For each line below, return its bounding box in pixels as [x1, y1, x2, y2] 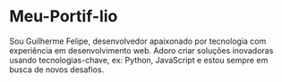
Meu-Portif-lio [9, 6, 118, 27]
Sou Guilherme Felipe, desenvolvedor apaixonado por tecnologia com [9, 36, 267, 46]
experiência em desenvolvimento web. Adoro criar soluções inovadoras [9, 45, 274, 55]
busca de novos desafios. [9, 64, 105, 75]
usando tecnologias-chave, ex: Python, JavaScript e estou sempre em [9, 54, 269, 65]
